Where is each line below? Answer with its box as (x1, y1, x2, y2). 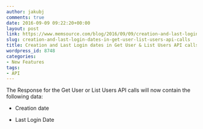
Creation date (14, 104, 50, 112)
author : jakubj (6, 8, 45, 15)
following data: (6, 93, 43, 100)
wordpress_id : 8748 (6, 48, 56, 54)
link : (6, 31, 20, 37)
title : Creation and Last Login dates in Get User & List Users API (6, 43, 182, 49)
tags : (6, 64, 20, 71)
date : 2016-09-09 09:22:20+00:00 (6, 20, 91, 26)
